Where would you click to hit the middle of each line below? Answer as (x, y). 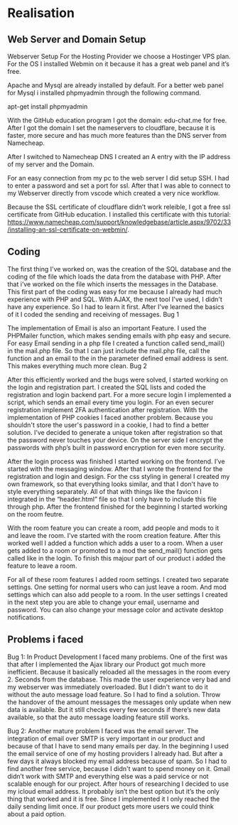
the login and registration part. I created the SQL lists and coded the (107, 387)
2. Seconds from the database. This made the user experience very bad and (119, 679)
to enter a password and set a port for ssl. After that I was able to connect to (119, 185)
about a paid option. (37, 814)
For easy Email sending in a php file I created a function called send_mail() (116, 343)
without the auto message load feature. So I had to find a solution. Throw (114, 694)
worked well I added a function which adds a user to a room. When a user (115, 543)
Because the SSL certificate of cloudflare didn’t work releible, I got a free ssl (119, 207)
